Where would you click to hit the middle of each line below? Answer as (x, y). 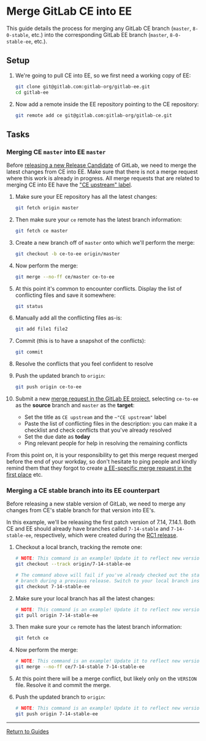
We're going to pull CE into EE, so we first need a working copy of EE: (103, 75)
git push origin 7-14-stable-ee (56, 714)
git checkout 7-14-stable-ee (52, 586)
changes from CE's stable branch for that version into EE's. (81, 510)
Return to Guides (28, 731)
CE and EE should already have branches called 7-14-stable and (88, 529)
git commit (29, 352)
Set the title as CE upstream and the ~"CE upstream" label (95, 417)
